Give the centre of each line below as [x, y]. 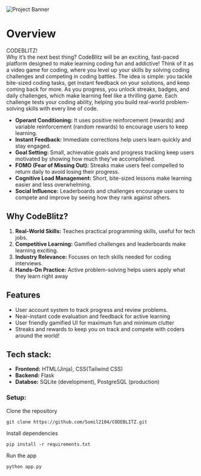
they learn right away [41, 276]
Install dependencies [32, 433]
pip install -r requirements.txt [48, 444]
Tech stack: [29, 354]
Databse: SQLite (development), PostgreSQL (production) [87, 382]
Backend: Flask [35, 375]
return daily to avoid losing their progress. [67, 171]
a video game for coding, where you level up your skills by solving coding [98, 70]
